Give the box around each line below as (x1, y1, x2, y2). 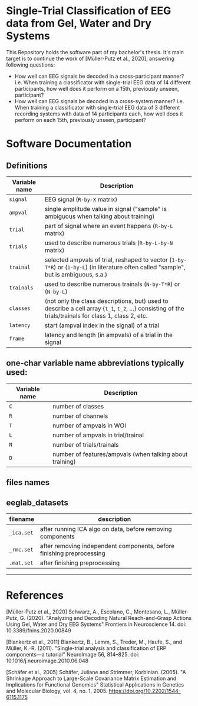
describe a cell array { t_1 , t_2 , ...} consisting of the (44, 304, 184, 312)
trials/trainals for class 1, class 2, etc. (44, 311, 148, 319)
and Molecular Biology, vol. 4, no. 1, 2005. (6, 687, 108, 694)
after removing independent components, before (40, 542, 175, 550)
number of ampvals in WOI (52, 421, 127, 430)
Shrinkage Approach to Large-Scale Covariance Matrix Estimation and (6, 675, 177, 682)
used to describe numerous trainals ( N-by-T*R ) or (44, 280, 181, 288)
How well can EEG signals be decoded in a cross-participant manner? (14, 72, 184, 80)
